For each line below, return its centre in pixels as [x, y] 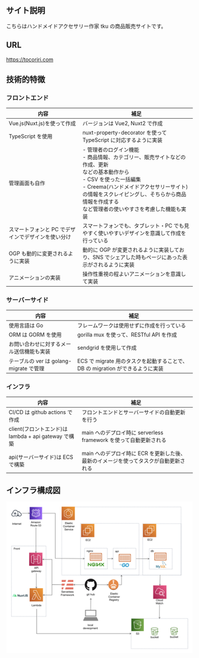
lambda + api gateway [36, 436]
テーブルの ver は [29, 361]
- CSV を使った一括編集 [112, 179]
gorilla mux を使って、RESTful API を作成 [127, 335]
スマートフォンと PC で [37, 229]
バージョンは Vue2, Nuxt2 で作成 [123, 123]
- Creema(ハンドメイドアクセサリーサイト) [135, 186]
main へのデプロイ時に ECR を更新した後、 [134, 453]
